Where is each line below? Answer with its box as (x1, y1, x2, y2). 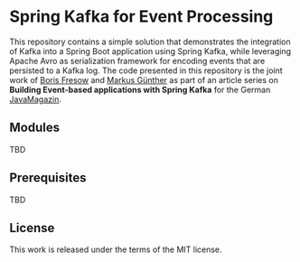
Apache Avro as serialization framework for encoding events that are (9, 55, 266, 66)
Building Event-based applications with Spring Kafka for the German (9, 84, 271, 95)
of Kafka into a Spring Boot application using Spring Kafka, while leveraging (9, 45, 292, 56)
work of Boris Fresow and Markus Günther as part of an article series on (9, 74, 278, 85)
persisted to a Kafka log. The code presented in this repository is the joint (9, 65, 283, 76)
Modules (9, 120, 61, 136)
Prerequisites (9, 170, 87, 186)
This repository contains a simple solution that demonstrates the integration (9, 36, 291, 47)
